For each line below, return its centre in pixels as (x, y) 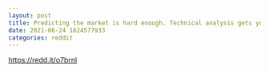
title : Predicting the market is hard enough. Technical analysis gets (130, 23)
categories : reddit (41, 38)
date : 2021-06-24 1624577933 (57, 30)
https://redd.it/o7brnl (43, 60)
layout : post (30, 15)
